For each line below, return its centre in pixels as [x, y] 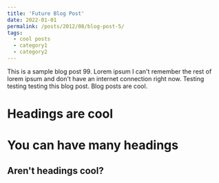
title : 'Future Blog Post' [46, 13]
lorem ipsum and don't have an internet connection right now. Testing [106, 78]
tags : [15, 33]
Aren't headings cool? [56, 170]
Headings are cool [60, 114]
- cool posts [32, 39]
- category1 [31, 45]
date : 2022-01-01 [32, 20]
